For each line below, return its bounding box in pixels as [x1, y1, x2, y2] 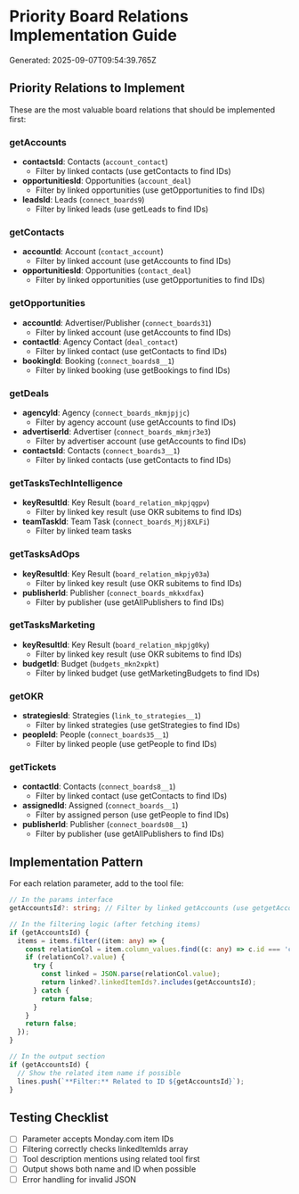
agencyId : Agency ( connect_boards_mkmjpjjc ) [21, 407, 190, 418]
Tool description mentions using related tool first [21, 1154, 200, 1165]
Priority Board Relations [9, 6, 189, 27]
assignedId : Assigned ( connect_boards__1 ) [21, 800, 180, 811]
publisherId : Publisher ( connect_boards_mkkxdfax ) [21, 587, 205, 598]
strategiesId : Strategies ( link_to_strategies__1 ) [21, 710, 202, 721]
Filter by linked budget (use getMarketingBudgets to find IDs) [35, 667, 261, 678]
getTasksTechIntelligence [9, 477, 123, 489]
